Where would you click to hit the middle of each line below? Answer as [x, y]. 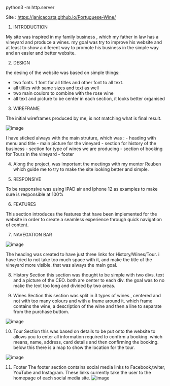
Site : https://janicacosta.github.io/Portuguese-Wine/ [61, 17]
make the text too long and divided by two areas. [64, 286]
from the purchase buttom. [41, 312]
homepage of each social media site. [52, 378]
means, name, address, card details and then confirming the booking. [86, 342]
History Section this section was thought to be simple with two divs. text [89, 275]
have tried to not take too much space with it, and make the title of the [79, 260]
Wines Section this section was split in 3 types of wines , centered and [87, 295]
